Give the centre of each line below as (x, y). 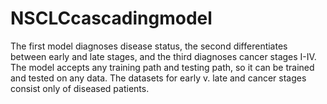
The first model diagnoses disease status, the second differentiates (149, 46)
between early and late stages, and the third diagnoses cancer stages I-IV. (163, 56)
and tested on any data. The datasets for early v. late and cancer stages (158, 78)
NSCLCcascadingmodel (111, 18)
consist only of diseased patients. (80, 88)
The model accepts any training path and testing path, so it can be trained (162, 67)
